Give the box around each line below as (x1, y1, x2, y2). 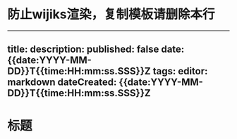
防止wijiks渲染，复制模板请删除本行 (7, 6, 215, 22)
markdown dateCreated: (7, 77, 117, 88)
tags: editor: (152, 65, 208, 77)
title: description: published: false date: (7, 44, 185, 55)
